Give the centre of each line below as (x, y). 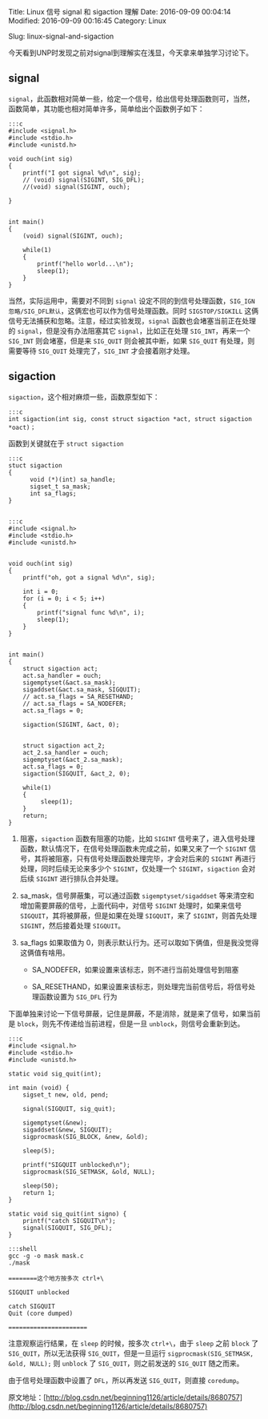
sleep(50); (41, 1186)
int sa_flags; (53, 493)
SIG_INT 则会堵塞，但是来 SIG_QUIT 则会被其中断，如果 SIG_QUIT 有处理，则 (132, 341)
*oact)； (22, 427)
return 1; (39, 1193)
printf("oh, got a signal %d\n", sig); (89, 577)
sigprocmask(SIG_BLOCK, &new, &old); (86, 1136)
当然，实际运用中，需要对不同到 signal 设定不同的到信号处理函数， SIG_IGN (132, 301)
